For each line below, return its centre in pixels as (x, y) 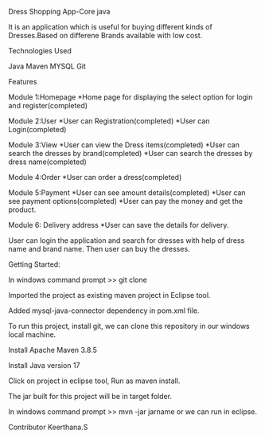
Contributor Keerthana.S (48, 427)
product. (22, 209)
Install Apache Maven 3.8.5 (53, 350)
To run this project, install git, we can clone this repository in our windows (129, 326)
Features (23, 82)
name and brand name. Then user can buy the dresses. (99, 249)
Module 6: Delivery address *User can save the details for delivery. (119, 225)
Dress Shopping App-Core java (59, 12)
